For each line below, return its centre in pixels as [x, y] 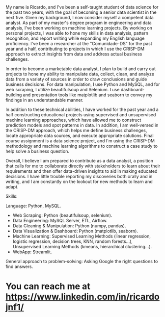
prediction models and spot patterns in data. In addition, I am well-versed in [82, 125]
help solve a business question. [37, 151]
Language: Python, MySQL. [33, 206]
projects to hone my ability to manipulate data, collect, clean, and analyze [80, 74]
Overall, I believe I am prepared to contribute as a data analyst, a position [80, 161]
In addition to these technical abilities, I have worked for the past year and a [82, 109]
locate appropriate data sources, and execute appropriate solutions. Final [80, 135]
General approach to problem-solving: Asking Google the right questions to [82, 261]
